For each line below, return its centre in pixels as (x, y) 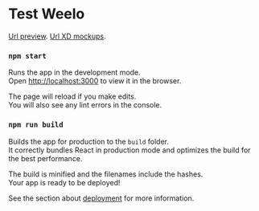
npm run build (36, 125)
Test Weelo (47, 14)
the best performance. (45, 158)
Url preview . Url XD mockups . (57, 36)
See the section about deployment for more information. (101, 198)
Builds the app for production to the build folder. (89, 141)
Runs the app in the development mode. (74, 72)
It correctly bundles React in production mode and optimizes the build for (129, 150)
